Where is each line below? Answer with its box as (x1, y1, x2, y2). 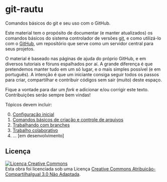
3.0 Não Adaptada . (42, 171, 81, 177)
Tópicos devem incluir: (5, 101, 52, 107)
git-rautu (5, 4, 44, 15)
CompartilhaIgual (5, 171, 41, 177)
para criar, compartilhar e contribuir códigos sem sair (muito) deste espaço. (5, 77, 162, 83)
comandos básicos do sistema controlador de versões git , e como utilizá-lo (5, 35, 161, 41)
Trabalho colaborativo (12, 127, 58, 133)
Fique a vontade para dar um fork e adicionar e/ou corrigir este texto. (5, 86, 149, 92)
